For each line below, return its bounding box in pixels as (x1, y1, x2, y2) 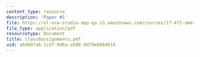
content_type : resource (6, 8, 65, 15)
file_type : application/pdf (6, 25, 76, 31)
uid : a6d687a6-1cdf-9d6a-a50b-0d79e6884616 (6, 42, 116, 48)
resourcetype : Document (6, 31, 65, 37)
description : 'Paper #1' (6, 14, 68, 20)
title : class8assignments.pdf (6, 36, 82, 42)
